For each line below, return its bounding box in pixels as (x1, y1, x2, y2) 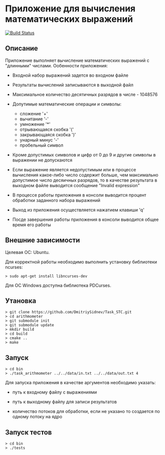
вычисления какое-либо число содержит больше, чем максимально (12, 172, 159, 178)
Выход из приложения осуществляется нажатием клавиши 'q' (12, 206, 145, 213)
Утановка (5, 297, 36, 305)
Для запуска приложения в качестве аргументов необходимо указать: (5, 380, 156, 386)
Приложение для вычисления (5, 3, 136, 14)
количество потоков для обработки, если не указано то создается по (12, 408, 160, 414)
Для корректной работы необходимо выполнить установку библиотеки (5, 258, 158, 265)
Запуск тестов (5, 428, 52, 436)
